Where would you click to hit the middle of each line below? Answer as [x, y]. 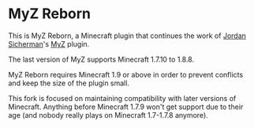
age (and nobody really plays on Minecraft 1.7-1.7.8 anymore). [108, 115]
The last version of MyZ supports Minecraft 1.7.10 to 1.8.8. [101, 59]
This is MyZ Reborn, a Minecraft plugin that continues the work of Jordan [127, 36]
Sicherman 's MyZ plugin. [49, 43]
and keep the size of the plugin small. [69, 83]
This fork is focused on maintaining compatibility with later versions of [122, 98]
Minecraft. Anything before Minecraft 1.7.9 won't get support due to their [126, 107]
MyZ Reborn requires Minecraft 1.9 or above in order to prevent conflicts [126, 74]
